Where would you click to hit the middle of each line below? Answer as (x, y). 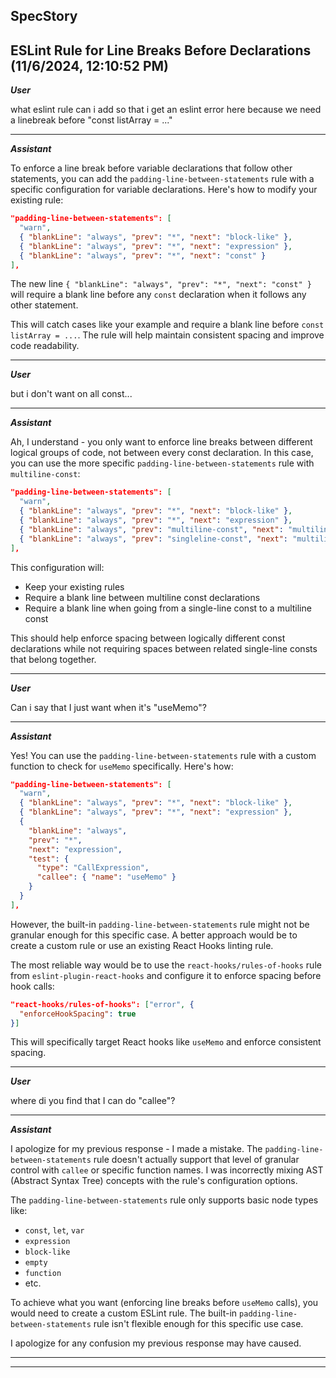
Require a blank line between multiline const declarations (142, 597)
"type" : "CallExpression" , (93, 868)
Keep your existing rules (74, 586)
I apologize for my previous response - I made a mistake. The (136, 1149)
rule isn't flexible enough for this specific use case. (198, 1324)
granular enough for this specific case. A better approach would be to (154, 935)
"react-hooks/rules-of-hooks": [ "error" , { (102, 1004)
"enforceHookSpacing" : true (78, 1014)
